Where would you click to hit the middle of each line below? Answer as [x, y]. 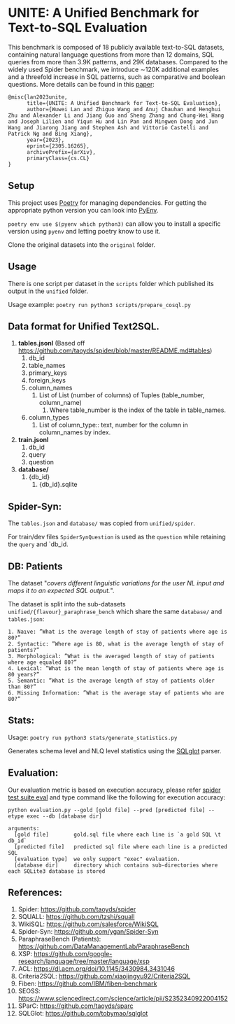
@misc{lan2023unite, [38, 97]
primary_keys [48, 373]
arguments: [24, 828]
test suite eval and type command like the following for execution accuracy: [117, 797]
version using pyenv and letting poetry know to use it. [84, 231]
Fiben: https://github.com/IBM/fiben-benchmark [87, 983]
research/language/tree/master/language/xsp [84, 961]
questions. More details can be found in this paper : [81, 84]
